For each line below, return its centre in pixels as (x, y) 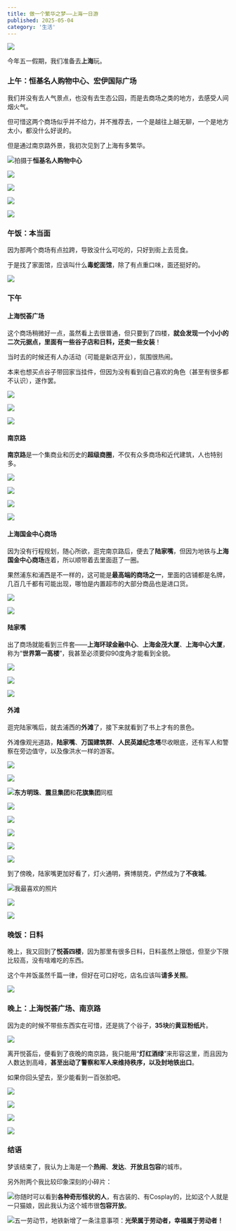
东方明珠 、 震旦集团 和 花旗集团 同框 (64, 792)
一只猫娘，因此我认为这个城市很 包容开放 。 (69, 1205)
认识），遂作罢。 (36, 381)
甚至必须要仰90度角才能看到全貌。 (124, 653)
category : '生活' (32, 27)
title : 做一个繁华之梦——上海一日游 (53, 14)
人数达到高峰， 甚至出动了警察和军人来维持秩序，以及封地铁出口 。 (103, 1062)
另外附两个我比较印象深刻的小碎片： (60, 1182)
